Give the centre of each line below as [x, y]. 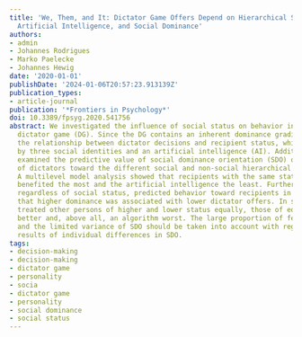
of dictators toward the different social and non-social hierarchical [155, 168]
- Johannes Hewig [42, 68]
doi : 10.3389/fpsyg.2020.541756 [70, 118]
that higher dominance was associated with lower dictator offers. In [152, 202]
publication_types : [46, 93]
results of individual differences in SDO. [100, 235]
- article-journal [44, 101]
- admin [24, 43]
